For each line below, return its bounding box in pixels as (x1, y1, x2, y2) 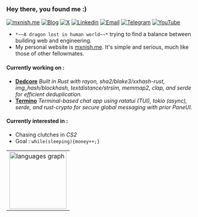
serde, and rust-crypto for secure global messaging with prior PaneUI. (15, 103, 193, 111)
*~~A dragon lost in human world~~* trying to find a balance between (15, 30, 191, 38)
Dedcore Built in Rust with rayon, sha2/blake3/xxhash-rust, (15, 77, 166, 85)
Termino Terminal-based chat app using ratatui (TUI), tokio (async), (15, 97, 188, 104)
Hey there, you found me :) (6, 5, 87, 13)
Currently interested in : (6, 118, 68, 125)
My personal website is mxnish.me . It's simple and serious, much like (15, 43, 189, 51)
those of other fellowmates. (15, 50, 85, 57)
